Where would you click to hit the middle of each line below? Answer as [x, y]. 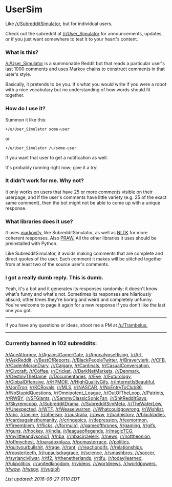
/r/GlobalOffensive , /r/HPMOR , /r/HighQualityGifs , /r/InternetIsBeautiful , [80, 382]
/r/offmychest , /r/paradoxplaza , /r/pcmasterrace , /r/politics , [68, 441]
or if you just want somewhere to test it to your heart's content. [72, 39]
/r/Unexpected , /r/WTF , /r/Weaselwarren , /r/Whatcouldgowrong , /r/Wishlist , [85, 409]
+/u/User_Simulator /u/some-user [41, 148]
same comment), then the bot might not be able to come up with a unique [83, 202]
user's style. [18, 74]
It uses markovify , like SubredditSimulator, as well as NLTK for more [77, 233]
